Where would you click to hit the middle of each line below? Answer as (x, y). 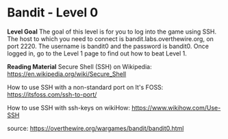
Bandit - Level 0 (53, 13)
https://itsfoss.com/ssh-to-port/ (52, 94)
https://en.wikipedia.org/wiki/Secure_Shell (67, 74)
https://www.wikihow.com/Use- (176, 108)
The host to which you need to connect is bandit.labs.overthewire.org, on (111, 38)
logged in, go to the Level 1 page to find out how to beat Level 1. (97, 53)
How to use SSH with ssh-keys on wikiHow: (68, 108)
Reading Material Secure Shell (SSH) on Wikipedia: (79, 66)
